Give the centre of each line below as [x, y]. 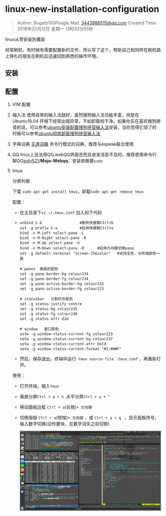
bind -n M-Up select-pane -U [50, 243]
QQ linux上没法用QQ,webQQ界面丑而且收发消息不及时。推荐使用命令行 [84, 155]
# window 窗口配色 [39, 329]
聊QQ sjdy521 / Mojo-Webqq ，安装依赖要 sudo [57, 161]
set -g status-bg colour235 [48, 309]
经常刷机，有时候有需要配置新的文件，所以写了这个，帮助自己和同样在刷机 [81, 50]
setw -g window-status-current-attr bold [63, 344]
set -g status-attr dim [44, 319]
